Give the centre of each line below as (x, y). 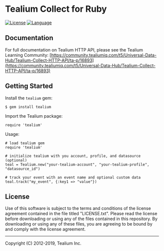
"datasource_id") (23, 169)
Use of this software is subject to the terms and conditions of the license (78, 208)
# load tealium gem (25, 143)
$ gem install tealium (28, 107)
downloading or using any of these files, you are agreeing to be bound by (79, 224)
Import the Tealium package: (34, 116)
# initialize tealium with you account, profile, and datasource (73, 156)
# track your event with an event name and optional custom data (73, 177)
